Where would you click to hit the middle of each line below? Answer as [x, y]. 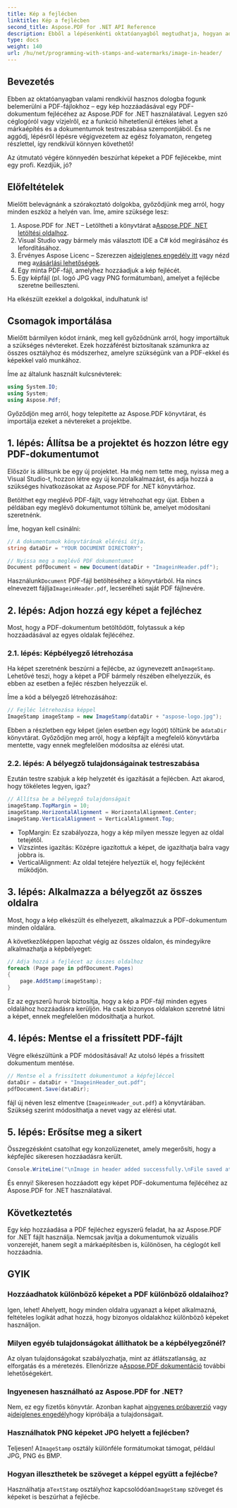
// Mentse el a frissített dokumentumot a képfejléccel [91, 1076]
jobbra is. [31, 855]
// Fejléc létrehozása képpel [52, 710]
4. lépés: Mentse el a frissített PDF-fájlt [95, 1039]
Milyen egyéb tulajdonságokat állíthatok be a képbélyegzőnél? [117, 1343]
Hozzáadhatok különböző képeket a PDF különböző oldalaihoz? [118, 1294]
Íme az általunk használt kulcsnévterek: [65, 374]
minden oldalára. [32, 928]
